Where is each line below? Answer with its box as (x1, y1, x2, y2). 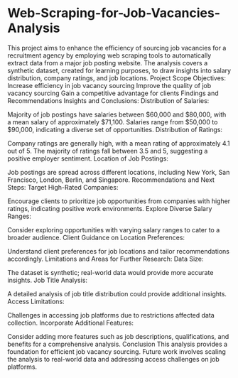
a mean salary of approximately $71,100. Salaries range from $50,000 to (7, 117, 218, 126)
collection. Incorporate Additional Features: (7, 318, 134, 327)
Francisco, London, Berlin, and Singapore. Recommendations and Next (7, 175, 215, 184)
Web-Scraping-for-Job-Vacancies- (7, 5, 221, 21)
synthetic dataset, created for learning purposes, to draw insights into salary (7, 66, 232, 75)
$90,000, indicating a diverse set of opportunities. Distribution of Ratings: (7, 125, 222, 134)
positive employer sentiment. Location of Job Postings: (7, 154, 169, 163)
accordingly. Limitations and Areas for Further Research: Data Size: (7, 254, 204, 263)
